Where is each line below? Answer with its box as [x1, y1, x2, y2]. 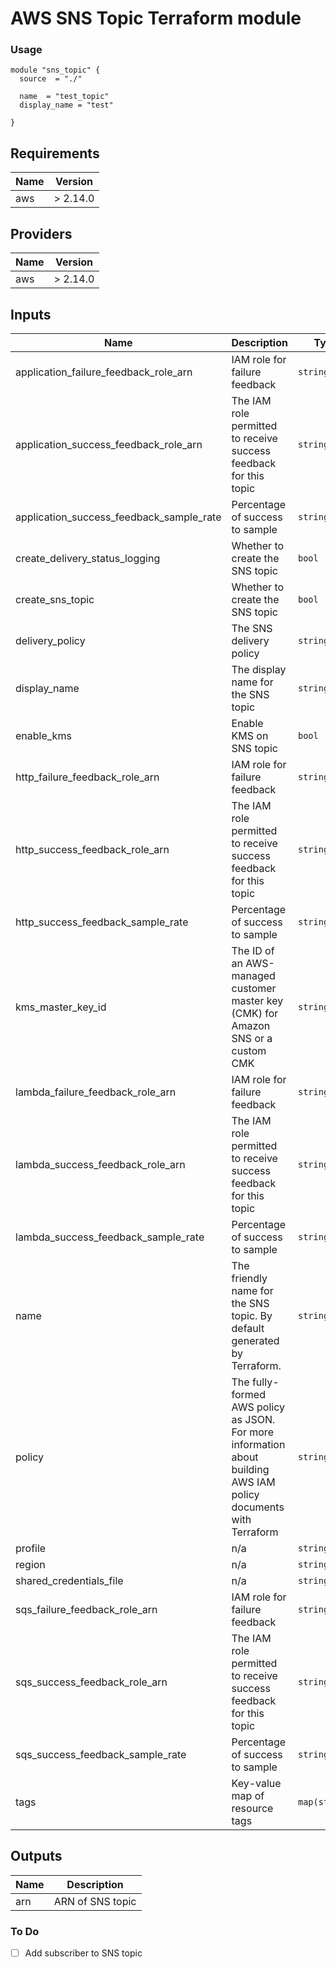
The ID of [231, 943, 275, 957]
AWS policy [231, 1400, 285, 1414]
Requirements [10, 145, 100, 162]
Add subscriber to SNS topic [24, 1947, 143, 1959]
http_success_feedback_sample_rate [15, 915, 189, 929]
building [231, 1462, 270, 1476]
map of [231, 1788, 265, 1802]
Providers [10, 225, 73, 242]
